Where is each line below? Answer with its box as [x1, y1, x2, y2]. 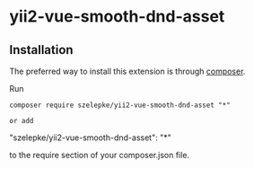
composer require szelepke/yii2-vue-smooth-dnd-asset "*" [9, 101, 231, 110]
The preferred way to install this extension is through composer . [9, 66, 246, 76]
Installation [9, 42, 74, 58]
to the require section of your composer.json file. [9, 150, 190, 160]
